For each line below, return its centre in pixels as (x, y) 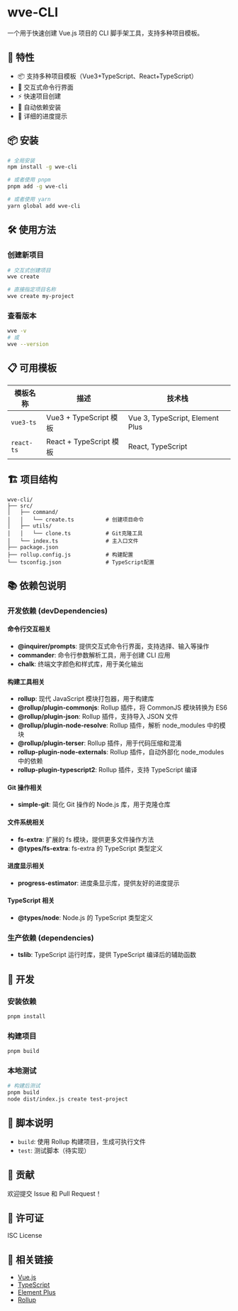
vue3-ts (24, 422)
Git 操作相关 (25, 787)
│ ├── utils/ (30, 526)
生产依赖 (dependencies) (51, 938)
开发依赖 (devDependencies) (58, 611)
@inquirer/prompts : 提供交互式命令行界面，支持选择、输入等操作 (113, 646)
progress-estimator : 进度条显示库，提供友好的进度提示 (98, 883)
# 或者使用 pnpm (29, 180)
